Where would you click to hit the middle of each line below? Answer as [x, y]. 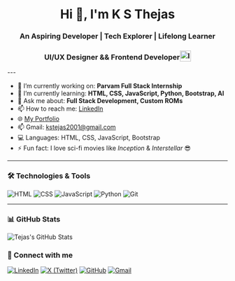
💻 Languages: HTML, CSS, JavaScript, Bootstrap [89, 138]
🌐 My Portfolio [38, 119]
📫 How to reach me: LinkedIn [60, 109]
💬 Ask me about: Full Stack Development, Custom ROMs [100, 101]
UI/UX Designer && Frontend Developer [112, 57]
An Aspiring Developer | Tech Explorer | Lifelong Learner [117, 36]
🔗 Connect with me [40, 255]
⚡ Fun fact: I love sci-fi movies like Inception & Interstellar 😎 [104, 148]
